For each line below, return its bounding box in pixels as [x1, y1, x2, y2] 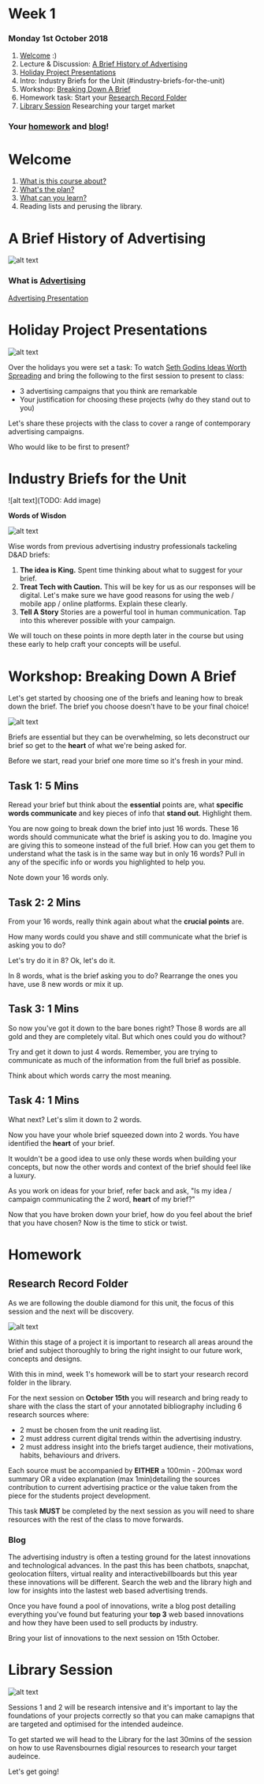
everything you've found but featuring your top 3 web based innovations [8, 1609, 244, 1619]
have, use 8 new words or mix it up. [8, 980, 124, 989]
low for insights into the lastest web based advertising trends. [8, 1586, 208, 1595]
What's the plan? [19, 185, 75, 195]
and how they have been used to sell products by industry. [8, 1618, 199, 1627]
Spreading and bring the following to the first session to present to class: [8, 371, 244, 380]
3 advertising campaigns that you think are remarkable [19, 386, 198, 395]
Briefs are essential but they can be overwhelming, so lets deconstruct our [8, 732, 251, 742]
